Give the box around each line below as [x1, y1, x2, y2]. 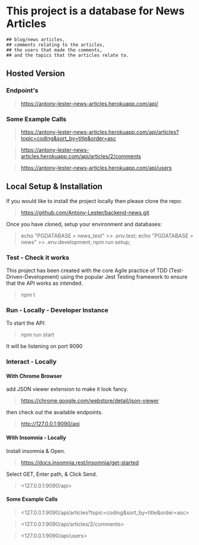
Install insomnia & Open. [6, 447, 66, 454]
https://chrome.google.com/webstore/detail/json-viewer [20, 397, 159, 404]
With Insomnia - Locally [6, 434, 67, 441]
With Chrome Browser [6, 372, 63, 380]
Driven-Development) [6, 273, 60, 281]
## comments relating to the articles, [6, 42, 105, 48]
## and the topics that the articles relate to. [6, 52, 129, 58]
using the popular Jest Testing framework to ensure [60, 273, 188, 281]
